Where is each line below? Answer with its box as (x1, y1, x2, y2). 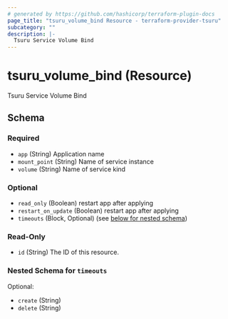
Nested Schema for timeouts (7, 265, 108, 275)
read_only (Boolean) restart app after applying (17, 199, 154, 208)
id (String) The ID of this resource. (17, 248, 120, 257)
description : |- (7, 30, 56, 38)
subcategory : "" (7, 24, 56, 31)
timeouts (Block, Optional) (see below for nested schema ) (17, 214, 187, 223)
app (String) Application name (17, 149, 105, 158)
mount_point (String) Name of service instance (17, 157, 155, 166)
